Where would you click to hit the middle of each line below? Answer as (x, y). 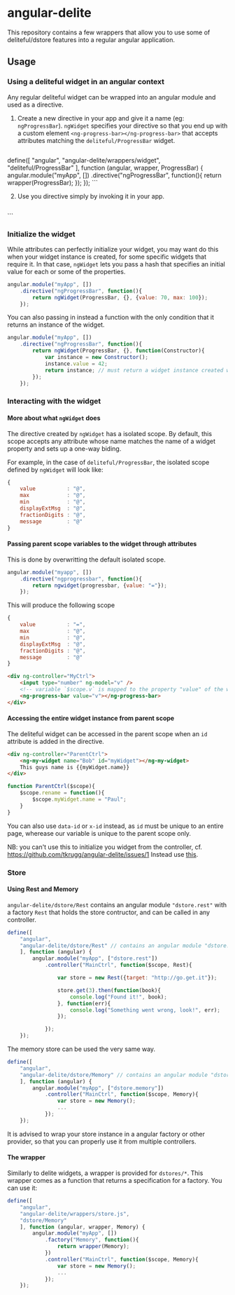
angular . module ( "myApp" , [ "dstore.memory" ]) (98, 1088)
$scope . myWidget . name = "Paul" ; (80, 800)
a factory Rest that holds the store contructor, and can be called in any (109, 912)
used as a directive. (36, 104)
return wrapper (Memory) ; (93, 1247)
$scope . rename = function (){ (62, 793)
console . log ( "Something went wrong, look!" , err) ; (145, 1010)
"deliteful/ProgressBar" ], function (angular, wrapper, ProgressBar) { (105, 168)
